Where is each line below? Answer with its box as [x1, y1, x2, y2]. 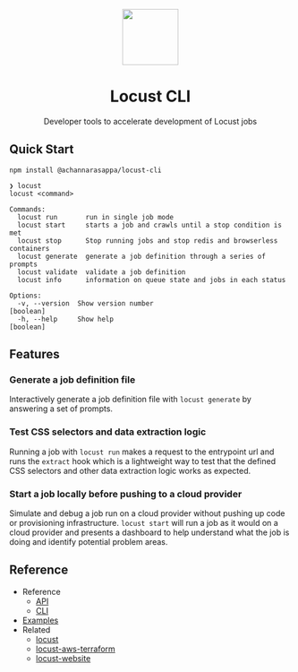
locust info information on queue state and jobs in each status [17, 275, 286, 284]
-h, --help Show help [17, 314, 115, 323]
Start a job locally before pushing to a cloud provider [9, 487, 243, 500]
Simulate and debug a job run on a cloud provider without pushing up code [9, 508, 285, 519]
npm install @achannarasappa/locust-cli [9, 166, 163, 175]
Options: [9, 291, 42, 300]
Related [21, 624, 51, 635]
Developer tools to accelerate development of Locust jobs [43, 116, 258, 126]
